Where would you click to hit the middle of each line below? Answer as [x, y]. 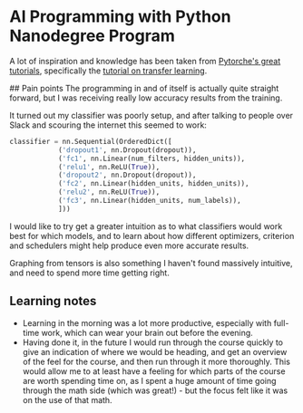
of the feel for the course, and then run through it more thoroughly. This [156, 361]
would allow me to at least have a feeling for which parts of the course [154, 371]
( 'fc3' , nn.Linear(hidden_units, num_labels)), [150, 201]
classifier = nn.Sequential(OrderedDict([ [91, 141]
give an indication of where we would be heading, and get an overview [155, 351]
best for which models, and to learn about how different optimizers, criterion [152, 235]
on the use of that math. [67, 399]
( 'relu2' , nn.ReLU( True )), [109, 192]
